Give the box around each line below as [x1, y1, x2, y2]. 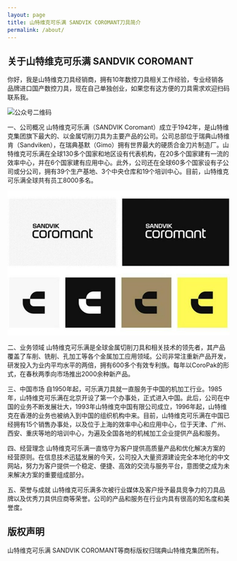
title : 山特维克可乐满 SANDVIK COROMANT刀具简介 [7, 18, 141, 26]
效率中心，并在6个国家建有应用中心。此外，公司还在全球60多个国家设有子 [7, 158, 224, 167]
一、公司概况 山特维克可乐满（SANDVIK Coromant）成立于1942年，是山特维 [7, 123, 229, 132]
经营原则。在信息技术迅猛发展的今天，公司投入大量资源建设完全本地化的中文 [7, 453, 230, 461]
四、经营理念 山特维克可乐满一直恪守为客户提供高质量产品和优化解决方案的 [7, 444, 226, 452]
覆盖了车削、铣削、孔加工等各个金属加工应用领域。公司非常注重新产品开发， [7, 352, 230, 360]
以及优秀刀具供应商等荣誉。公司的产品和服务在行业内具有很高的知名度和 [13, 494, 224, 502]
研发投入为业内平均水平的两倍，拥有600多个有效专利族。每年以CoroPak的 [7, 361, 224, 369]
